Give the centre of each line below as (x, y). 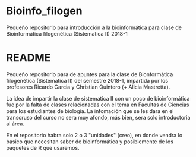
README (29, 58)
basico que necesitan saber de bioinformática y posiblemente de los (90, 142)
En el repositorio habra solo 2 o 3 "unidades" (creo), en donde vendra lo (94, 135)
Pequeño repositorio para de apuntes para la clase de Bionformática (90, 74)
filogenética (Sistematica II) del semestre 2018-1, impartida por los (87, 80)
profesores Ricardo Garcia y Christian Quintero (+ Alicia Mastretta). (88, 87)
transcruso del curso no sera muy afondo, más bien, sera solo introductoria (98, 117)
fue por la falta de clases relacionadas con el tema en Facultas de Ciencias (98, 105)
